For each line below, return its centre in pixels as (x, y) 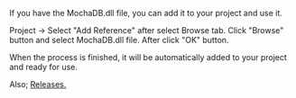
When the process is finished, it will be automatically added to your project (148, 57)
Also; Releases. (38, 84)
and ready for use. (44, 67)
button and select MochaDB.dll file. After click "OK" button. (119, 40)
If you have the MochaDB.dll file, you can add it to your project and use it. (146, 13)
